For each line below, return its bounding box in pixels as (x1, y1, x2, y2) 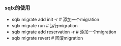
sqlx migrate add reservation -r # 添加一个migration (11, 29, 117, 35)
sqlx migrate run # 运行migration (11, 23, 78, 29)
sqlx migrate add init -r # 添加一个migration (11, 16, 99, 23)
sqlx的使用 (4, 4, 30, 11)
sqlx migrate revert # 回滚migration (11, 35, 83, 41)
